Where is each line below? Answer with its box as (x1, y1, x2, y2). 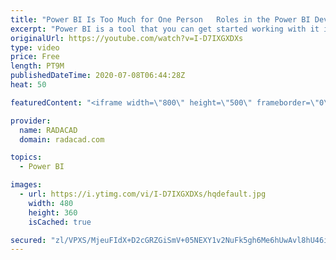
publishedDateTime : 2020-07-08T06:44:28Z (10, 71, 186, 81)
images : (10, 180, 43, 190)
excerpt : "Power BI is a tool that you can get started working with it (10, 24, 320, 34)
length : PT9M (10, 61, 65, 71)
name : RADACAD (19, 125, 78, 135)
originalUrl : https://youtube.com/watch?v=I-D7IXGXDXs (10, 33, 244, 43)
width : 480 (28, 198, 74, 208)
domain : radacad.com (19, 134, 105, 145)
